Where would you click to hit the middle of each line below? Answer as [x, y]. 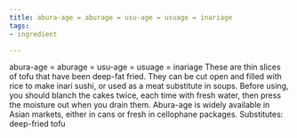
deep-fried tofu [37, 124]
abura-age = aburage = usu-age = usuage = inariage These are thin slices [145, 67]
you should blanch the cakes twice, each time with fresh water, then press [145, 95]
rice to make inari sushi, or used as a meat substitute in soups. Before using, [149, 86]
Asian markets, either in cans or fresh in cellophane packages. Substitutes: [146, 114]
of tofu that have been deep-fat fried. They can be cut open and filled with [146, 77]
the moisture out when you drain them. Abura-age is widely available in [140, 105]
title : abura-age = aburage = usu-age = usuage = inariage [121, 17]
